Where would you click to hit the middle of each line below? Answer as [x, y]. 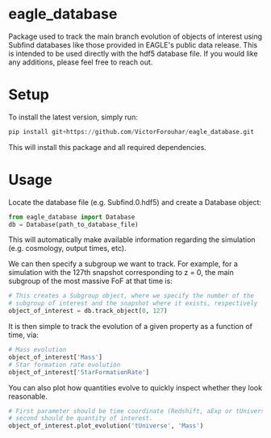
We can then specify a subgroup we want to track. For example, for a [123, 264]
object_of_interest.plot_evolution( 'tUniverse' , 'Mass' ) [106, 426]
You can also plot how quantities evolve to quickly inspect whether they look [135, 387]
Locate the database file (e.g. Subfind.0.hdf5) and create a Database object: [135, 202]
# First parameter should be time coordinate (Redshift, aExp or [120, 411]
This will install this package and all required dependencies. [108, 147]
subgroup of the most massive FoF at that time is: [91, 281]
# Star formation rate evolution [65, 365]
